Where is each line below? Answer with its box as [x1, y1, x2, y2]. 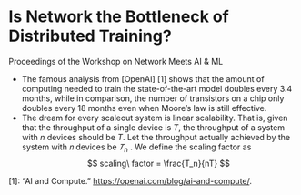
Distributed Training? [8, 26, 172, 46]
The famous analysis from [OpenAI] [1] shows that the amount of [21, 73, 265, 84]
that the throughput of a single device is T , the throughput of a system [21, 121, 286, 133]
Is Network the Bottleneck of [8, 6, 229, 27]
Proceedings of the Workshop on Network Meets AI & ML [8, 56, 224, 67]
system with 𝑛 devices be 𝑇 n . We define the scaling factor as [21, 141, 252, 154]
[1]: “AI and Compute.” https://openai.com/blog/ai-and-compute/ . [8, 175, 252, 186]
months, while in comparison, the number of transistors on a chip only [21, 93, 285, 104]
